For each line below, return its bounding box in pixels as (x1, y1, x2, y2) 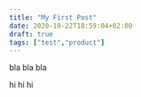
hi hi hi (9, 79, 34, 90)
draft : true (9, 29, 53, 38)
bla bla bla (9, 62, 47, 73)
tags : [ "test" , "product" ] (9, 37, 105, 47)
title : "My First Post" (9, 12, 98, 22)
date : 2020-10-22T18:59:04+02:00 (9, 21, 133, 30)
